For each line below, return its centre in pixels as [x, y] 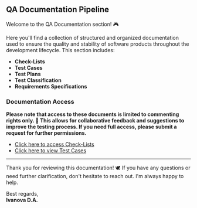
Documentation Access [40, 101]
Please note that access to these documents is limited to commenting [93, 114]
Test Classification [38, 80]
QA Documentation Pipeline [58, 10]
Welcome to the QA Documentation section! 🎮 [62, 24]
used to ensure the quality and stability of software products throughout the [98, 44]
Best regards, [22, 194]
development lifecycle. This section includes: [60, 50]
